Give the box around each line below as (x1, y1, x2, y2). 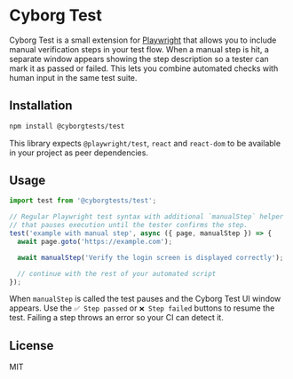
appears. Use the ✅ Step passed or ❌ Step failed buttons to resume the (9, 303, 275, 313)
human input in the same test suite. (9, 72, 138, 83)
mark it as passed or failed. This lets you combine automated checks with (9, 63, 279, 74)
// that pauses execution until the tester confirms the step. (9, 221, 249, 230)
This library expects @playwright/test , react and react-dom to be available (9, 138, 281, 148)
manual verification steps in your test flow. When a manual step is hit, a (9, 43, 269, 54)
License (9, 338, 54, 353)
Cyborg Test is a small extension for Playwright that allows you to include (9, 35, 277, 45)
